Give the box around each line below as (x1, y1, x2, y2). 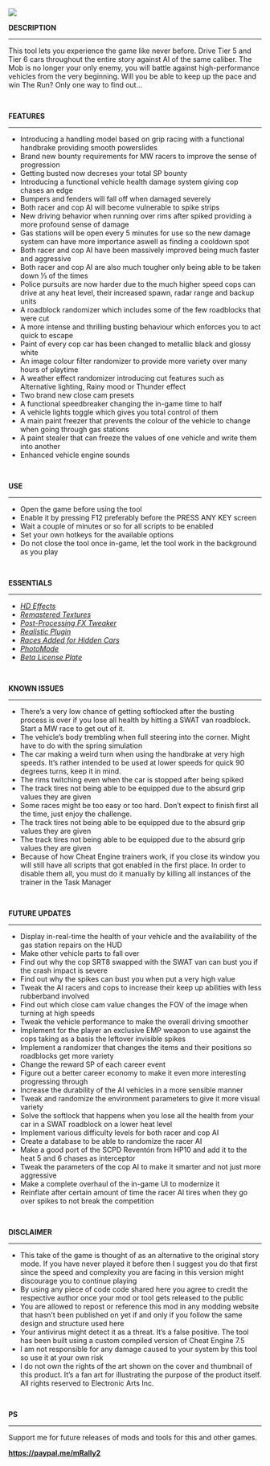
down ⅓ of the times (19, 271, 88, 280)
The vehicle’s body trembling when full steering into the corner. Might (19, 733, 251, 741)
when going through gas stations (19, 425, 130, 434)
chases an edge (19, 186, 74, 195)
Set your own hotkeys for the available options (19, 530, 174, 539)
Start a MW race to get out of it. (19, 724, 125, 733)
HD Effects (19, 602, 56, 610)
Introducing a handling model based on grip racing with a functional (19, 134, 245, 144)
